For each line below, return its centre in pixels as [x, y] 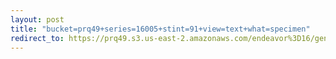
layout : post [37, 19]
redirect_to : [37, 38]
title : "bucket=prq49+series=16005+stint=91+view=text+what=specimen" [160, 29]
